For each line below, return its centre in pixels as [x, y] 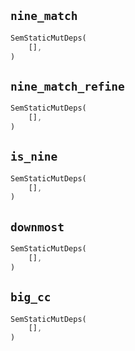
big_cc [31, 297]
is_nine [34, 157]
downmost [37, 227]
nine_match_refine [67, 86]
